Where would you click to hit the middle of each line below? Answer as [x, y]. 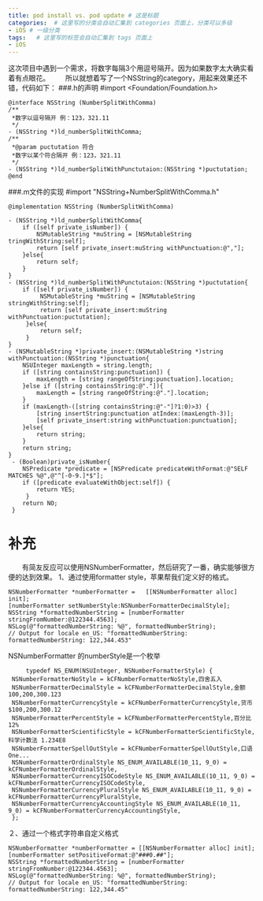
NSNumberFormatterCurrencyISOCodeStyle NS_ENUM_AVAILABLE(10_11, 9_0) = [133, 776]
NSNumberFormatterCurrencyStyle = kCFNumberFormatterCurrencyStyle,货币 [132, 703]
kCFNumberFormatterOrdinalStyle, [63, 769]
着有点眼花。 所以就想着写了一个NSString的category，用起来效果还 [124, 78]
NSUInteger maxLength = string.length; [88, 366]
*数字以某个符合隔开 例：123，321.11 [66, 156]
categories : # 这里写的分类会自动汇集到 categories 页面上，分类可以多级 [120, 23]
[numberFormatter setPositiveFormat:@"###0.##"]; [91, 855]
